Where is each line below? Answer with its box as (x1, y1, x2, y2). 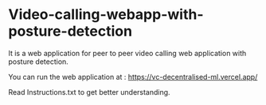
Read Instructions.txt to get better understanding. (8, 87, 170, 96)
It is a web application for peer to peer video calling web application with (8, 48, 247, 58)
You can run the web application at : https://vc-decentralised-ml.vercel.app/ (8, 72, 258, 81)
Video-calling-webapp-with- (8, 6, 204, 24)
